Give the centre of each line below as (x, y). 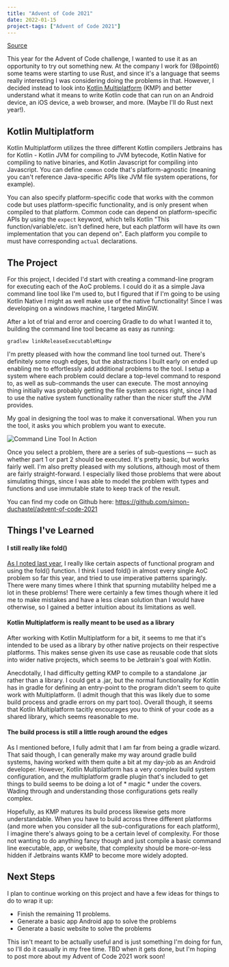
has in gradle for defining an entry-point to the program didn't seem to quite (114, 687)
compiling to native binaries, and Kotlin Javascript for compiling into (103, 162)
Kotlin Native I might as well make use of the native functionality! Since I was (115, 301)
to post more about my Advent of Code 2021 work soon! (86, 956)
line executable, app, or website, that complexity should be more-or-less (109, 848)
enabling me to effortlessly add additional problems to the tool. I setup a (108, 368)
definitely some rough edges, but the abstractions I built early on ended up (112, 361)
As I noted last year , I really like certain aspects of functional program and (111, 563)
